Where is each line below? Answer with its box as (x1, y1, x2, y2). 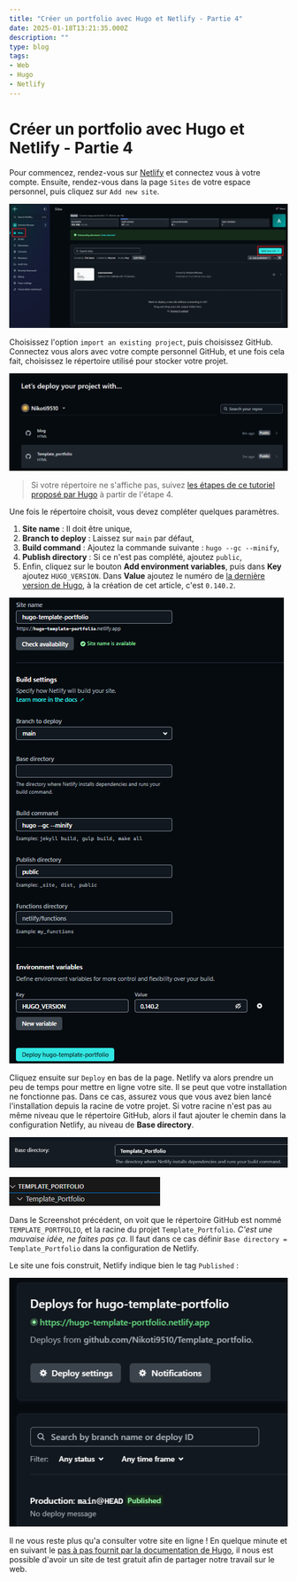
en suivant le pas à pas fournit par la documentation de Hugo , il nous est (9, 1545, 274, 1555)
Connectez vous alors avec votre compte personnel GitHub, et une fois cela (9, 346, 286, 356)
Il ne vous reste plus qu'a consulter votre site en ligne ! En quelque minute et (9, 1536, 287, 1546)
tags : (9, 51, 29, 61)
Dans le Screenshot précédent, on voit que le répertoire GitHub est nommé (9, 1214, 282, 1225)
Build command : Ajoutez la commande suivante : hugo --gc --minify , (21, 541, 280, 553)
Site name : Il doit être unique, (21, 523, 133, 533)
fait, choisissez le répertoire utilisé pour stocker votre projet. (9, 355, 229, 366)
